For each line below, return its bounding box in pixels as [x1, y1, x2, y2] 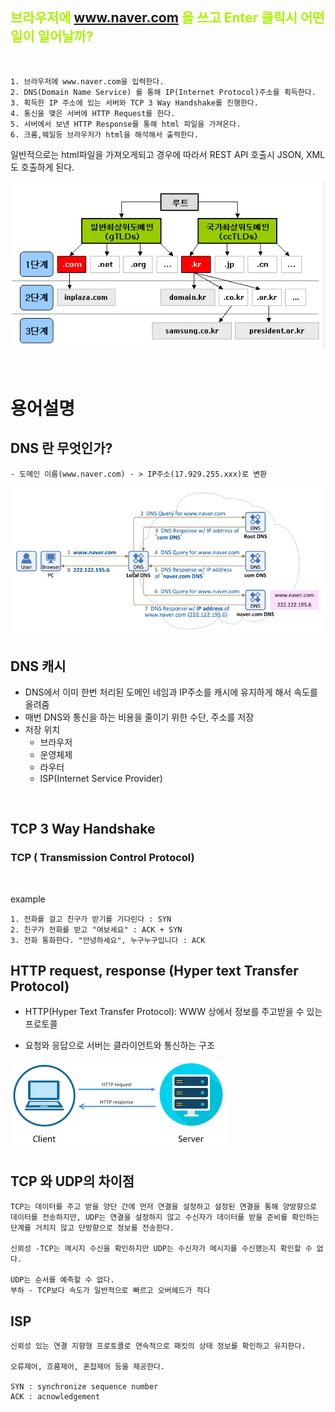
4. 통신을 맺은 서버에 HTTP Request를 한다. [10, 108, 176, 118]
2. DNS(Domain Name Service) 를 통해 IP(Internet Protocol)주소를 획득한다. [10, 87, 317, 97]
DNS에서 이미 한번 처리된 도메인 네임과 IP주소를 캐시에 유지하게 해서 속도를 [24, 686, 318, 698]
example [10, 893, 46, 905]
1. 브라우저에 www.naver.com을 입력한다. [10, 76, 165, 87]
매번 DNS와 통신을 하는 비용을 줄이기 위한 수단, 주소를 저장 [24, 711, 255, 723]
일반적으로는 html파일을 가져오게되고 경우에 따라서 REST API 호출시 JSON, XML [10, 148, 326, 160]
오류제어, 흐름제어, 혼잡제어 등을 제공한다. [10, 1362, 166, 1372]
